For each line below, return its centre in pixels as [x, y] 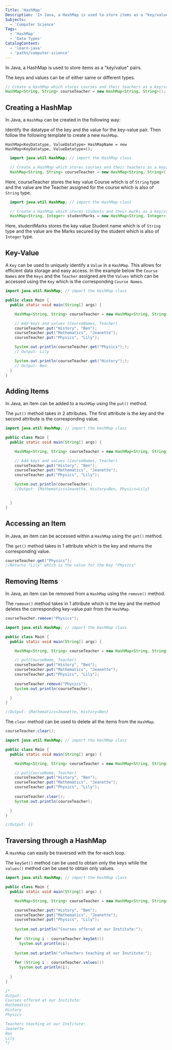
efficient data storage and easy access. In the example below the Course [81, 271]
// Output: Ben [31, 366]
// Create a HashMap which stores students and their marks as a [81, 211]
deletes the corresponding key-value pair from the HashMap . [68, 609]
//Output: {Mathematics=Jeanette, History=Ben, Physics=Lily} [82, 489]
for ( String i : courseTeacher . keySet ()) [59, 939]
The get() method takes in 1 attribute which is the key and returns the [79, 545]
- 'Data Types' [26, 39]
